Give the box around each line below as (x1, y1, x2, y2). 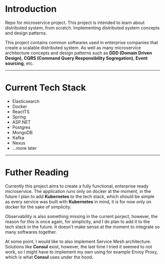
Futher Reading (5, 167, 69, 178)
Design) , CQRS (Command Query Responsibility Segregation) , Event (5, 55, 148, 61)
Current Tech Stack (5, 82, 86, 94)
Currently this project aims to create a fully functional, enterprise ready (5, 183, 149, 189)
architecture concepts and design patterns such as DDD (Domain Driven (5, 50, 152, 56)
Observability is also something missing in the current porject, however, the (5, 213, 158, 219)
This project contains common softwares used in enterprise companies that (5, 39, 158, 45)
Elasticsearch (12, 98, 40, 104)
